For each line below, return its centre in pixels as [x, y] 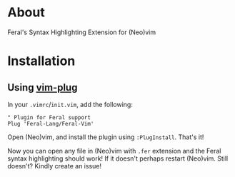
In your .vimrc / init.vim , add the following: [70, 104]
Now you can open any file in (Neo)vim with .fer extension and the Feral [114, 151]
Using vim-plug [42, 87]
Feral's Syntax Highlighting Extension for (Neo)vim [82, 32]
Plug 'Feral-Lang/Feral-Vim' [51, 123]
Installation [41, 61]
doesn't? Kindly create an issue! [55, 166]
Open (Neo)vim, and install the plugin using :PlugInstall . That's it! [106, 137]
